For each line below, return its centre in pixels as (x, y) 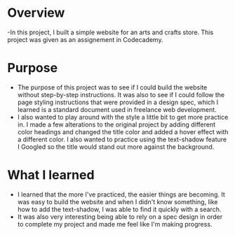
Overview (36, 13)
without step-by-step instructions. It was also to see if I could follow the (121, 94)
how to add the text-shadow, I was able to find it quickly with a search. (119, 209)
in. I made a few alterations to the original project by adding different (116, 124)
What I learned (51, 175)
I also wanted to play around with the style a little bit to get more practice (123, 117)
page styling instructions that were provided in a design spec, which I (118, 102)
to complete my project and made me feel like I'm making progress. (115, 224)
